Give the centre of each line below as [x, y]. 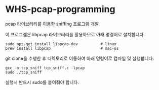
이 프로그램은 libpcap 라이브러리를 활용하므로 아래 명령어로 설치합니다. [75, 34]
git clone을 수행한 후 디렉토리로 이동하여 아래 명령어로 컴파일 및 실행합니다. [80, 58]
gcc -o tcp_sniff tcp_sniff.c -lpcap [45, 68]
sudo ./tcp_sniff [24, 72]
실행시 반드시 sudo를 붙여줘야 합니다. [42, 82]
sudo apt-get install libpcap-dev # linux [61, 44]
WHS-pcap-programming [60, 9]
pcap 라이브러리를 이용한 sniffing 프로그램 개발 [52, 24]
